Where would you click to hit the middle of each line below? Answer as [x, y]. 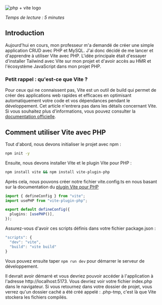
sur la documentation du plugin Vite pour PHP [52, 187]
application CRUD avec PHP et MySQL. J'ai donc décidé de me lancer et [79, 50]
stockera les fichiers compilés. [37, 297]
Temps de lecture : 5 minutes [35, 17]
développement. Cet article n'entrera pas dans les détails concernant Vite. [81, 106]
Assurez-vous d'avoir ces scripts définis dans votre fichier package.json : [81, 228]
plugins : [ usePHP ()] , [32, 214]
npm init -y [17, 153]
